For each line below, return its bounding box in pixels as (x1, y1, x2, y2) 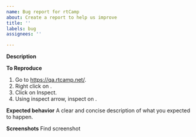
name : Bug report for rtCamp (6, 8, 80, 15)
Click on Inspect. (14, 89, 57, 96)
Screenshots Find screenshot (6, 125, 81, 132)
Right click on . (14, 82, 52, 90)
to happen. (6, 114, 33, 121)
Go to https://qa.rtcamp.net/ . (14, 76, 86, 84)
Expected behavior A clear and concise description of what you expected (6, 107, 191, 114)
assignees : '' (6, 31, 42, 37)
